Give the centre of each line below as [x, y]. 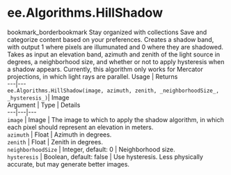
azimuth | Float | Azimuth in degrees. [59, 135]
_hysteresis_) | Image [38, 97]
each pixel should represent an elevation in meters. [80, 127]
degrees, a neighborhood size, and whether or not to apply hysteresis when [116, 61]
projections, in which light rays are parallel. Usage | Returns [93, 76]
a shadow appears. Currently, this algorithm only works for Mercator [105, 69]
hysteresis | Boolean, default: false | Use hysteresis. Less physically [105, 157]
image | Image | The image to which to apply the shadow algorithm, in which [115, 119]
